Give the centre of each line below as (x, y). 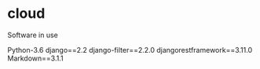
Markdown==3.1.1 (35, 58)
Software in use (33, 35)
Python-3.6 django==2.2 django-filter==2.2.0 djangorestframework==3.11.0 (130, 50)
